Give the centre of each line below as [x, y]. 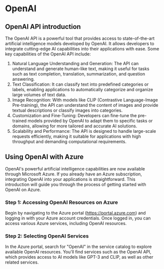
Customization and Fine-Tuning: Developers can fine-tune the [74, 115]
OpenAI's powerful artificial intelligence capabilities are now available [75, 169]
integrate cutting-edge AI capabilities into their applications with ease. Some [82, 49]
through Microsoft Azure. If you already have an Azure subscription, [73, 174]
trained [19, 121]
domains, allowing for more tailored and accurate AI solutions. [75, 126]
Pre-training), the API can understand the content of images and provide [85, 105]
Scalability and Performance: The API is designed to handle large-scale [84, 131]
